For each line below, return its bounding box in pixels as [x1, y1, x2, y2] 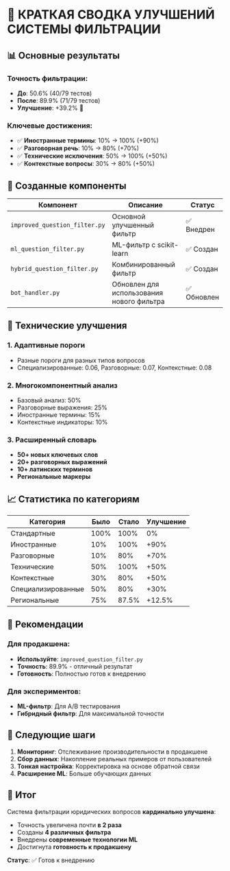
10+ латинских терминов [16, 465, 93, 473]
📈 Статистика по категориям [7, 493, 140, 505]
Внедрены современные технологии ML [16, 835, 138, 844]
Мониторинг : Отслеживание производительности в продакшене [16, 748, 208, 756]
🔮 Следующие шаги [7, 729, 96, 741]
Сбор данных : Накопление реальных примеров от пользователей [16, 754, 212, 763]
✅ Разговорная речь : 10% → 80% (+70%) [16, 144, 139, 152]
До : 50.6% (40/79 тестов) [16, 89, 92, 97]
